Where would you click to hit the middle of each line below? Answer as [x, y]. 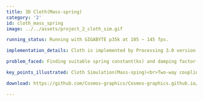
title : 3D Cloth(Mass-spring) [44, 12]
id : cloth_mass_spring [35, 23]
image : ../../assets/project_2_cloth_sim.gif [64, 29]
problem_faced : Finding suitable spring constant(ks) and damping [92, 62]
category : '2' [24, 18]
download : [19, 83]
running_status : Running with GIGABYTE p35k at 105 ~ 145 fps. [88, 40]
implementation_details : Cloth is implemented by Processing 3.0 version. [102, 51]
